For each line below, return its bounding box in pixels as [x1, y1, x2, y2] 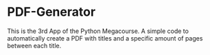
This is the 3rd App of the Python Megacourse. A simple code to [7, 27, 189, 35]
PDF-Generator [7, 4, 96, 20]
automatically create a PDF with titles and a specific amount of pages [7, 34, 203, 42]
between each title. [7, 41, 62, 49]
